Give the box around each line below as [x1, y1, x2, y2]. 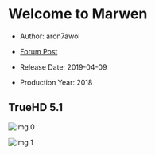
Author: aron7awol [19, 31, 80, 41]
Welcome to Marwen [8, 5, 148, 23]
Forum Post [19, 46, 58, 56]
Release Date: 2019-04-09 [19, 62, 107, 72]
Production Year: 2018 [19, 77, 93, 87]
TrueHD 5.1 [8, 101, 64, 114]
